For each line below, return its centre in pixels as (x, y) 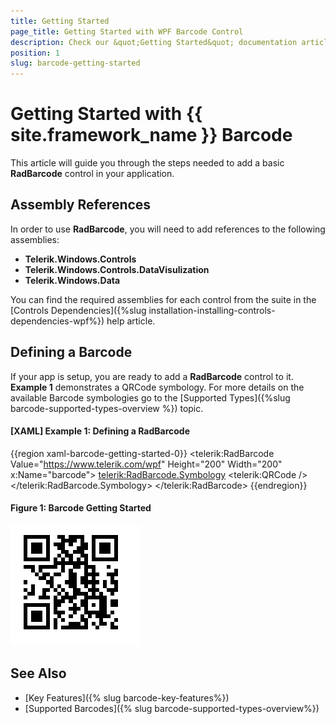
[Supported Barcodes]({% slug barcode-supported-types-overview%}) (172, 708)
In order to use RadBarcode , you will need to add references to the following (168, 229)
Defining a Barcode (71, 352)
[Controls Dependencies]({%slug (78, 310)
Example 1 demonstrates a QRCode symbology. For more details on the (157, 387)
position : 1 (35, 53)
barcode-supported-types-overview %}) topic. (107, 408)
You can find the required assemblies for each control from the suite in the (163, 299)
